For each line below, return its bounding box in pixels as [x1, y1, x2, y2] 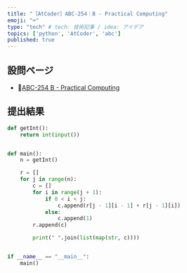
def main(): [7, 150, 42, 157]
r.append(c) [32, 222, 68, 229]
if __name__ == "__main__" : [7, 253, 90, 260]
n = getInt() [20, 156, 58, 164]
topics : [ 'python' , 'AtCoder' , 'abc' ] [7, 30, 121, 37]
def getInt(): [7, 125, 49, 132]
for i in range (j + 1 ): [32, 189, 102, 196]
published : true [7, 37, 55, 44]
